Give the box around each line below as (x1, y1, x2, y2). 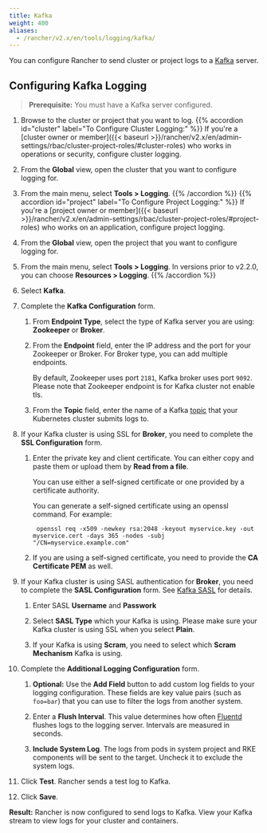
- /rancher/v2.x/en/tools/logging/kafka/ (16, 33, 156, 42)
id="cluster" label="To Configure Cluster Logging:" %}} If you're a (20, 124, 238, 134)
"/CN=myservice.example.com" (32, 539, 130, 547)
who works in (187, 141, 232, 151)
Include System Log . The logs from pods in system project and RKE (32, 745, 257, 754)
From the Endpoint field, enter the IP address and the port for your (32, 340, 251, 351)
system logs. (32, 761, 75, 771)
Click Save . (20, 792, 59, 802)
